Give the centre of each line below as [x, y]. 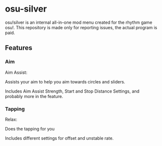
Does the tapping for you [30, 129]
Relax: [11, 119]
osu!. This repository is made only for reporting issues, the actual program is [81, 27]
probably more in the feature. [34, 96]
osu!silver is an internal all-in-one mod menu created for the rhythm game [79, 22]
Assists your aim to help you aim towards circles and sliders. [65, 81]
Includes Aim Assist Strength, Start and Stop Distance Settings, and [72, 91]
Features [19, 48]
